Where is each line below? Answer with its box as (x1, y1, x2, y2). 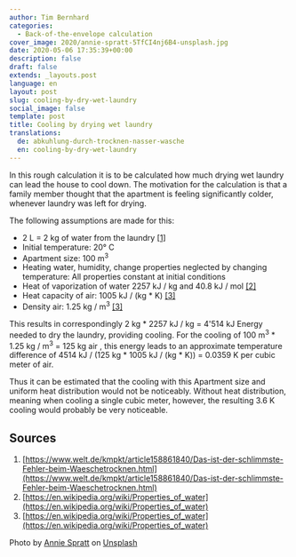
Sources (9, 430, 57, 445)
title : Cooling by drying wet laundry (9, 121, 153, 130)
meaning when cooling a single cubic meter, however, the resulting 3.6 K (9, 395, 276, 406)
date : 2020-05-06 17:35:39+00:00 (9, 46, 133, 55)
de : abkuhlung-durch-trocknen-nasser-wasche (17, 137, 185, 146)
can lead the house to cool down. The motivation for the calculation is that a (9, 179, 287, 189)
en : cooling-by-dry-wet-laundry (17, 145, 138, 154)
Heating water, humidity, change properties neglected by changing (21, 262, 268, 273)
